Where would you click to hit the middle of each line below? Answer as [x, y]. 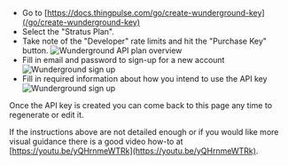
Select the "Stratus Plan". [68, 31]
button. [35, 51]
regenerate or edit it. [47, 115]
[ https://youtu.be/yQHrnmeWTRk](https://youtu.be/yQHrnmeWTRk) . [134, 151]
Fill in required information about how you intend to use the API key [144, 79]
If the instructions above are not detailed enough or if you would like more [144, 132]
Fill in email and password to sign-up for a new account [123, 60]
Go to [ [35, 13]
